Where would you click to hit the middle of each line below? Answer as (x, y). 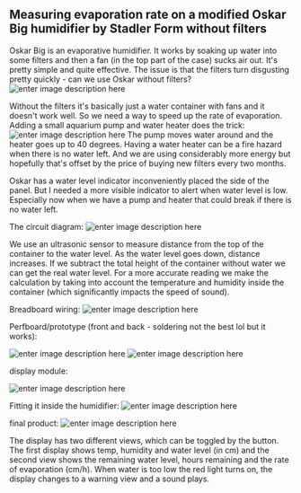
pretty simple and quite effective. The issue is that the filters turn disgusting (150, 69)
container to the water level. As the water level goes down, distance (135, 253)
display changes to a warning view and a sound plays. (109, 479)
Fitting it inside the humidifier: (64, 405)
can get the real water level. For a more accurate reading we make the (139, 272)
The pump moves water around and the (200, 135)
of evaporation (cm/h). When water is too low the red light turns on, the (141, 469)
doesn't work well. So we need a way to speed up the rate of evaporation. (146, 115)
